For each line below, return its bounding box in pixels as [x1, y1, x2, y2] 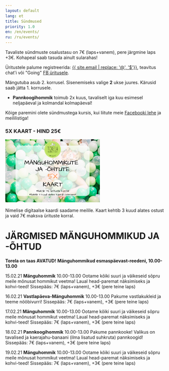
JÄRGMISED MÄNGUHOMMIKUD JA [5, 230, 160, 242]
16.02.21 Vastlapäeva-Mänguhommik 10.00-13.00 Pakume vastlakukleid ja [5, 293, 161, 299]
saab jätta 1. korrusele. [5, 85, 52, 91]
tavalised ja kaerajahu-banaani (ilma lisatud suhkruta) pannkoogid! [5, 334, 143, 340]
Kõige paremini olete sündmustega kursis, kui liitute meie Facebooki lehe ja [5, 110, 161, 115]
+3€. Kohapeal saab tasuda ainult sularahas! [5, 54, 98, 60]
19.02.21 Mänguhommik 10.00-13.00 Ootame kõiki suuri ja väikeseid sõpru [5, 349, 160, 355]
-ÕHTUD [5, 241, 42, 253]
